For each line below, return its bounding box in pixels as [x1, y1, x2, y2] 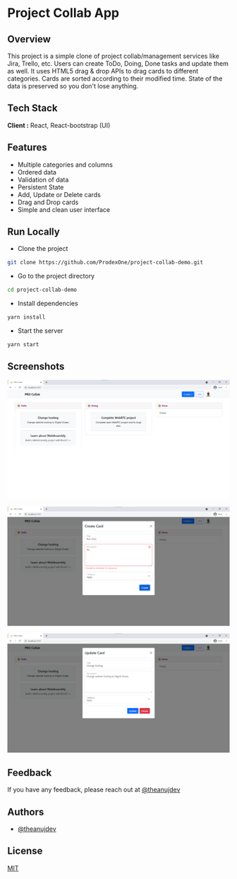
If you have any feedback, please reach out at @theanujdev [7, 786, 181, 794]
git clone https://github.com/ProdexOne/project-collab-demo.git [7, 259, 203, 266]
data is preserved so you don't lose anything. [7, 82, 139, 90]
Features [7, 141, 47, 153]
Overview [7, 33, 51, 45]
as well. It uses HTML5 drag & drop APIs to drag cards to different [7, 67, 199, 75]
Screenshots [7, 360, 65, 372]
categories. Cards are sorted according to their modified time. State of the [7, 74, 223, 83]
